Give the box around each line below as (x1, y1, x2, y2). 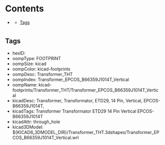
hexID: (12, 50, 26, 56)
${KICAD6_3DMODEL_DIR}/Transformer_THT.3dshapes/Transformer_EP (12, 129, 160, 135)
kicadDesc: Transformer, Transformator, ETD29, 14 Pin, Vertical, (12, 97, 143, 103)
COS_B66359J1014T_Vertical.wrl (12, 135, 79, 141)
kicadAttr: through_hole (12, 119, 60, 125)
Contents (5, 3, 44, 14)
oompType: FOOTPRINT (12, 55, 61, 61)
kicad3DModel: (12, 124, 43, 130)
